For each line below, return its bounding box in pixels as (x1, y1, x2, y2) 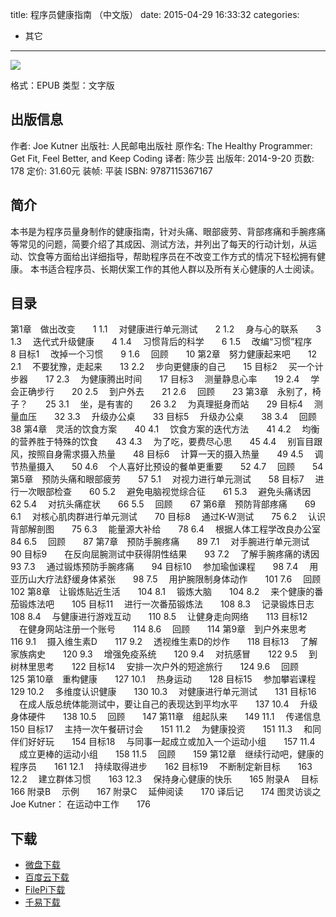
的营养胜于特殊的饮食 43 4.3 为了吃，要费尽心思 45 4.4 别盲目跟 (10, 436, 323, 448)
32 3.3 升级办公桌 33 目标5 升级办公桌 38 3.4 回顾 (53, 411, 317, 423)
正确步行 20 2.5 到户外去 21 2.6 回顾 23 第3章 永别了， (18, 386, 313, 398)
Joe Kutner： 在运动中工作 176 (10, 798, 151, 810)
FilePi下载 (24, 884, 66, 896)
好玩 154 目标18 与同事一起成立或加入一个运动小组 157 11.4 (36, 736, 316, 748)
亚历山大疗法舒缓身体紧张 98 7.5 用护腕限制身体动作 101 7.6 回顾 (10, 573, 322, 585)
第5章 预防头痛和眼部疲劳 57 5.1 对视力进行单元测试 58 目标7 (10, 473, 305, 485)
